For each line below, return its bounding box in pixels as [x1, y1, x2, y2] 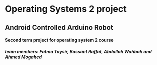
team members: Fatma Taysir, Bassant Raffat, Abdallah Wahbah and [5, 48, 152, 54]
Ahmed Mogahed [5, 54, 42, 60]
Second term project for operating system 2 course [5, 37, 114, 43]
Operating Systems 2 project [5, 3, 127, 15]
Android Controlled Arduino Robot [5, 23, 113, 32]
